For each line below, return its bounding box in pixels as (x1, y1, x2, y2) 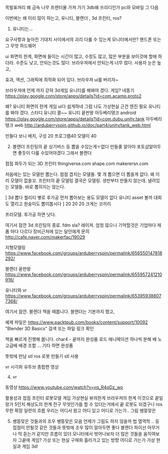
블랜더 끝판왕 (5, 266, 31, 271)
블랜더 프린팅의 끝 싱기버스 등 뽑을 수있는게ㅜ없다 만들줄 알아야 (12, 144, 136, 149)
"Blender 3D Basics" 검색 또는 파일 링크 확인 (5, 326, 94, 331)
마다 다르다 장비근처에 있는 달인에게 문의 (10, 228, 90, 234)
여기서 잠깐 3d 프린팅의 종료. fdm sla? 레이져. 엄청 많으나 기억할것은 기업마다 (5, 222, 156, 228)
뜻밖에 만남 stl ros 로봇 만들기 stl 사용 (5, 353, 79, 359)
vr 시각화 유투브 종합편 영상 (5, 364, 59, 370)
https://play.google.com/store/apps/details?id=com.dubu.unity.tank (5, 116, 145, 122)
